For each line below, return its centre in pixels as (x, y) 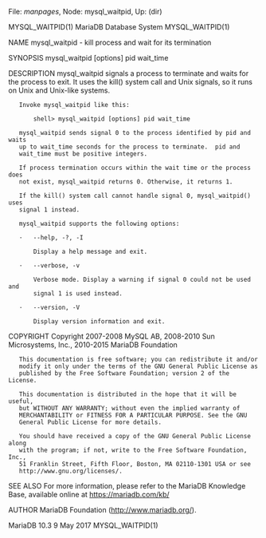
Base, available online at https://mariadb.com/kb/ (89, 494)
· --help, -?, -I (51, 238)
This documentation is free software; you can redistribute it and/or (139, 359)
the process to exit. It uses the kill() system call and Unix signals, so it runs (131, 82)
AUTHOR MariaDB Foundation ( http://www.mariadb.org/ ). (102, 510)
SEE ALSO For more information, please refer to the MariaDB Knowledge (127, 486)
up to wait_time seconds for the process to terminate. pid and (129, 147)
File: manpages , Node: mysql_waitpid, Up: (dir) (85, 12)
